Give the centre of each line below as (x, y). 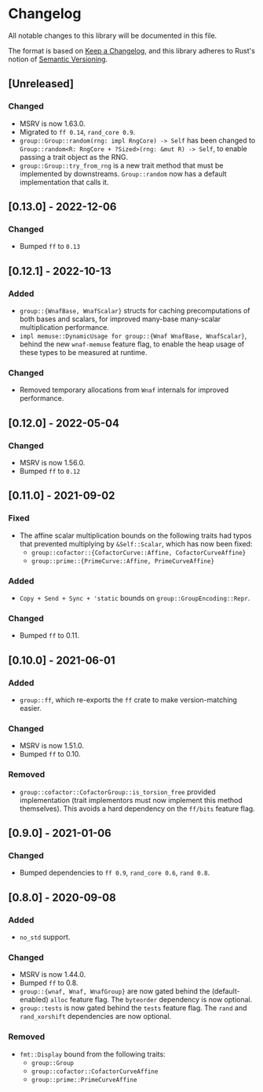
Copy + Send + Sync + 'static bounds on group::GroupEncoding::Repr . (135, 598)
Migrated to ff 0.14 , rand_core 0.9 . (77, 131)
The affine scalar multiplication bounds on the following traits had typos (135, 535)
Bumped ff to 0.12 (50, 471)
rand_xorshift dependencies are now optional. (95, 1016)
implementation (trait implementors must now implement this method (131, 800)
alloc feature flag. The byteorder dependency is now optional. (151, 1000)
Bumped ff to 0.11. (49, 635)
